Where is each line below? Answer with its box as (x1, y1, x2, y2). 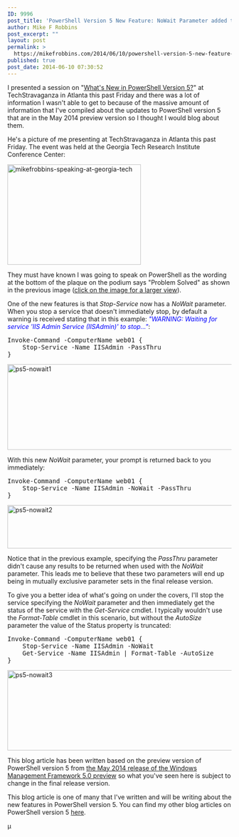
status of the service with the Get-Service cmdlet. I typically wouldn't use (7, 606, 223, 614)
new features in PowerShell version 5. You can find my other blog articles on (7, 800, 231, 808)
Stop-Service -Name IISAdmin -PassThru (22, 343, 161, 351)
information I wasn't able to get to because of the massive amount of (7, 98, 210, 107)
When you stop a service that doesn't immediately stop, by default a (7, 307, 208, 315)
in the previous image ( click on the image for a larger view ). (7, 285, 181, 294)
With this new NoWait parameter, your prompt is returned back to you (7, 455, 211, 464)
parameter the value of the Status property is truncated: (7, 621, 171, 629)
